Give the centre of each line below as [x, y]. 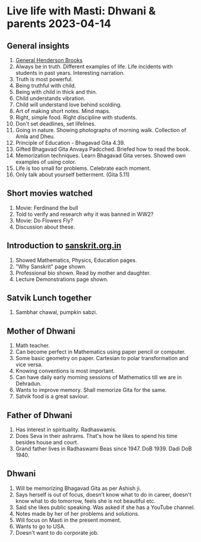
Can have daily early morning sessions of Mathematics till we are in [98, 377]
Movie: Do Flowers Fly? [44, 220]
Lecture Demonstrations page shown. [62, 279]
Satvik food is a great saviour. [52, 397]
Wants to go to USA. [40, 526]
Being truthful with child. [46, 86]
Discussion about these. [45, 227]
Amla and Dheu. [35, 136]
